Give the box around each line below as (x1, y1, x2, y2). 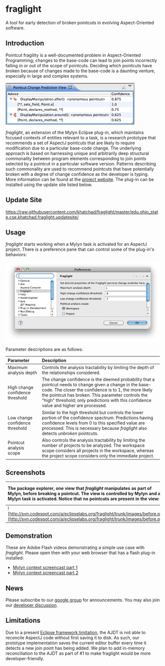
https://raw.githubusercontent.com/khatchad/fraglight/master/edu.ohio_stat (5, 209, 159, 214)
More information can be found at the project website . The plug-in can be (5, 176, 154, 182)
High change (7, 384, 34, 390)
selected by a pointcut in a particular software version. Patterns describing (5, 160, 156, 166)
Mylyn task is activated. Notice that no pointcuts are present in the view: (7, 496, 160, 502)
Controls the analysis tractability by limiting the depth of (42, 365, 154, 371)
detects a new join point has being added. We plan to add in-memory (5, 645, 145, 651)
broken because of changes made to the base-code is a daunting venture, (5, 68, 156, 74)
